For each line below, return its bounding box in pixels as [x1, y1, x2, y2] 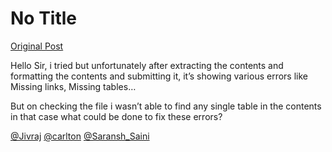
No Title [10, 7, 78, 30]
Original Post [10, 40, 64, 52]
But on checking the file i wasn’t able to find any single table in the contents [10, 100, 322, 112]
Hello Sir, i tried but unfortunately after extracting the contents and [10, 59, 284, 71]
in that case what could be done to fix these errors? [10, 110, 223, 122]
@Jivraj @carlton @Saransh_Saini [10, 130, 150, 142]
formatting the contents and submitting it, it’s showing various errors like [10, 70, 308, 82]
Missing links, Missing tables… [10, 80, 137, 92]
